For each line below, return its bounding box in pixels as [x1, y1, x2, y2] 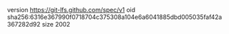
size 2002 [41, 20, 70, 28]
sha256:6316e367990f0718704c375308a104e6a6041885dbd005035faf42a [7, 13, 222, 21]
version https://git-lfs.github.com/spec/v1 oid [7, 6, 136, 14]
